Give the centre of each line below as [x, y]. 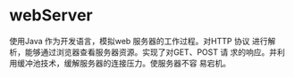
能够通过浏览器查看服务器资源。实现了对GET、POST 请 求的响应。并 [151, 52]
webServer [51, 15]
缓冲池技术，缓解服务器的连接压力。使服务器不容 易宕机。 [123, 63]
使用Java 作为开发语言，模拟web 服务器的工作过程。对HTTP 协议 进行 [139, 41]
